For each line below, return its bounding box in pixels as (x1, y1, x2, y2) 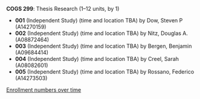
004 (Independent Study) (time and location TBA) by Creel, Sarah (15, 56, 179, 62)
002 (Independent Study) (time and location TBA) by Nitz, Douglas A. (15, 30, 189, 37)
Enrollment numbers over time (6, 86, 82, 93)
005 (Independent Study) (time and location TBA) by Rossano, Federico (15, 68, 195, 75)
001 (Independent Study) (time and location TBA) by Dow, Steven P (15, 17, 183, 24)
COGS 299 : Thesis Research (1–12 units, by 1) (6, 5, 120, 12)
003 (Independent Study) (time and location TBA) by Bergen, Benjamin (15, 42, 192, 49)
